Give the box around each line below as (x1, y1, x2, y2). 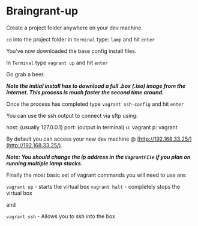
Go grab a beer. (6, 70, 45, 78)
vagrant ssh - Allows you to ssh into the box (6, 212, 116, 220)
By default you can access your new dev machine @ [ (6, 135, 140, 142)
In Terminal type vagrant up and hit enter (6, 59, 108, 66)
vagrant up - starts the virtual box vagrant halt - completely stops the (6, 183, 181, 190)
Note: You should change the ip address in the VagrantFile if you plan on (6, 153, 191, 160)
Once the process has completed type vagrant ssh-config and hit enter (6, 100, 184, 108)
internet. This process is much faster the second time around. (6, 88, 164, 96)
